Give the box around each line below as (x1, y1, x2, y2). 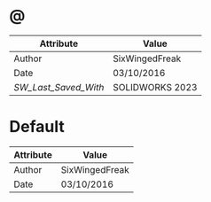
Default (9, 117, 65, 137)
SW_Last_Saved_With (13, 81, 105, 93)
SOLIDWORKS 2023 (112, 81, 198, 93)
